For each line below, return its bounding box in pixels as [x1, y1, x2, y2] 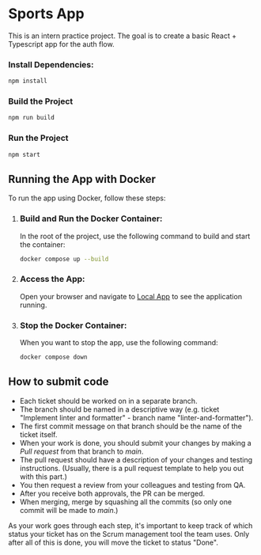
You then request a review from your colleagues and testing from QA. [19, 480, 246, 489]
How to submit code [8, 375, 109, 389]
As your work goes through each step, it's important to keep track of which [8, 520, 253, 530]
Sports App [8, 5, 85, 23]
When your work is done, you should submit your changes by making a [19, 438, 252, 447]
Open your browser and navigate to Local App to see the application [19, 291, 243, 301]
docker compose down [19, 353, 88, 361]
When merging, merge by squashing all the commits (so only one [19, 496, 232, 507]
